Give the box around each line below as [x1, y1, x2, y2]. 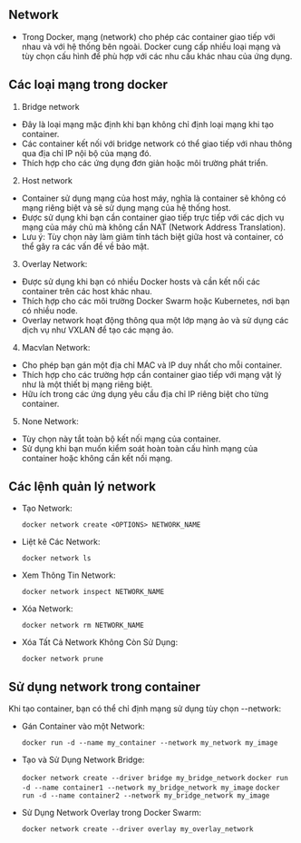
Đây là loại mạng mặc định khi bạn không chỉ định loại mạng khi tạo [21, 118, 274, 130]
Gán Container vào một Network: [21, 721, 146, 732]
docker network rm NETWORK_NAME [21, 621, 144, 630]
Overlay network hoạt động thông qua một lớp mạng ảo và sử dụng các [21, 314, 289, 325]
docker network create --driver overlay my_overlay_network [21, 825, 254, 834]
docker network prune [21, 654, 103, 664]
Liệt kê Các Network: [21, 536, 101, 548]
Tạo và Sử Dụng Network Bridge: [21, 754, 145, 766]
